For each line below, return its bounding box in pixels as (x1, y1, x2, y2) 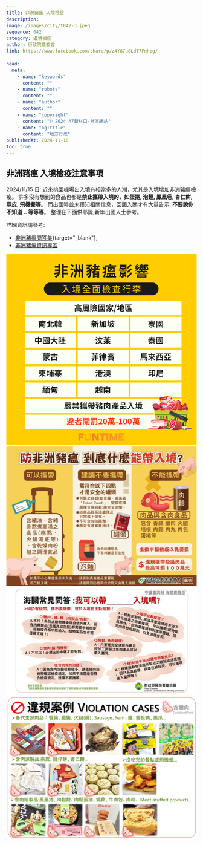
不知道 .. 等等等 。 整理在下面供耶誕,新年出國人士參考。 (6, 208, 143, 215)
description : (6, 16, 39, 22)
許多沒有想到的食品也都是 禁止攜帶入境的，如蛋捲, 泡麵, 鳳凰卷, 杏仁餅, (18, 193, 193, 200)
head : (6, 60, 20, 67)
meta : (11, 67, 26, 73)
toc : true (6, 144, 31, 150)
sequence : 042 (6, 29, 42, 35)
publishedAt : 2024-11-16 (6, 137, 69, 143)
